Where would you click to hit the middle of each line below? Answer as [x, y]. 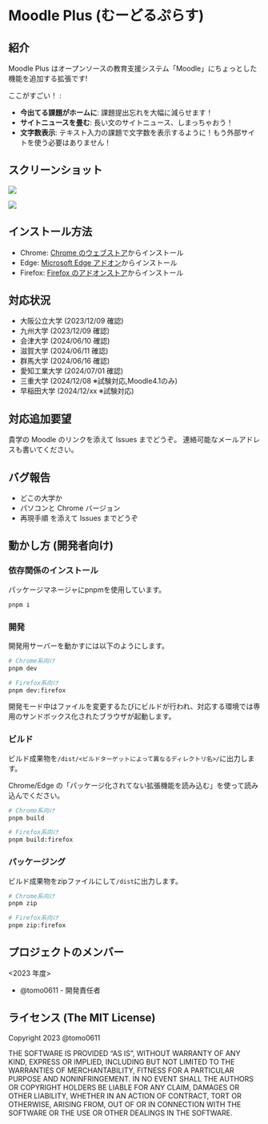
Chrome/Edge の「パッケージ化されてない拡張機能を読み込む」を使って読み [133, 785]
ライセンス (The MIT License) [82, 1018]
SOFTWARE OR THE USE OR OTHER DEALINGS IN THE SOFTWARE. [120, 1113]
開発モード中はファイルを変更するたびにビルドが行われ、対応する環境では [131, 707]
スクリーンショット [55, 170]
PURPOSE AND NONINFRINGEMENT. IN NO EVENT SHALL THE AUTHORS [131, 1078]
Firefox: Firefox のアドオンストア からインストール [102, 272]
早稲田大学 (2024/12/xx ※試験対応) [77, 391]
